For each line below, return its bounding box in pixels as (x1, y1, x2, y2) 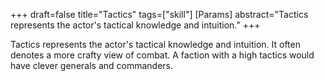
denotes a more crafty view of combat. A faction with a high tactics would (10, 49, 315, 61)
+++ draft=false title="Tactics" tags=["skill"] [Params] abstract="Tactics (10, 9, 309, 20)
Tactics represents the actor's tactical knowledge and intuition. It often (10, 39, 301, 50)
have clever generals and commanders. (10, 60, 174, 71)
